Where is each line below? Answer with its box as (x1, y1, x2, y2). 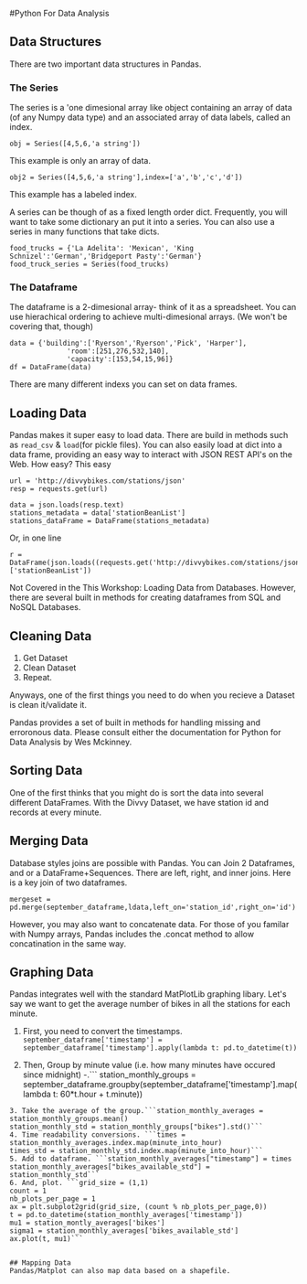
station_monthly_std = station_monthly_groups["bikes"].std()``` (9, 1122, 263, 1132)
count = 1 (9, 1186, 48, 1196)
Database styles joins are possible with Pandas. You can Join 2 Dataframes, (9, 857, 295, 868)
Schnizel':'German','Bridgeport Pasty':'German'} (9, 251, 203, 262)
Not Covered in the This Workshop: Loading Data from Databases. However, (9, 583, 297, 594)
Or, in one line (9, 532, 62, 543)
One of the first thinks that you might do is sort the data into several (9, 786, 264, 798)
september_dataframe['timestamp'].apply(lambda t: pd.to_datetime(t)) (22, 1043, 298, 1053)
